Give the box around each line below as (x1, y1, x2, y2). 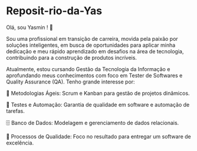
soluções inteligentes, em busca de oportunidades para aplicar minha (6, 41, 176, 49)
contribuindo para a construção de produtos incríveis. (6, 54, 137, 61)
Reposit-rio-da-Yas (6, 4, 102, 18)
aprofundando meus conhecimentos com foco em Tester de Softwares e (6, 72, 183, 79)
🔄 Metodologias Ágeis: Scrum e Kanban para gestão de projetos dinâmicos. (6, 89, 190, 97)
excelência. (6, 139, 34, 146)
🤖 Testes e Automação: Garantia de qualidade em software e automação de (6, 101, 190, 108)
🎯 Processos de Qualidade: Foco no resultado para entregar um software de (6, 133, 191, 140)
